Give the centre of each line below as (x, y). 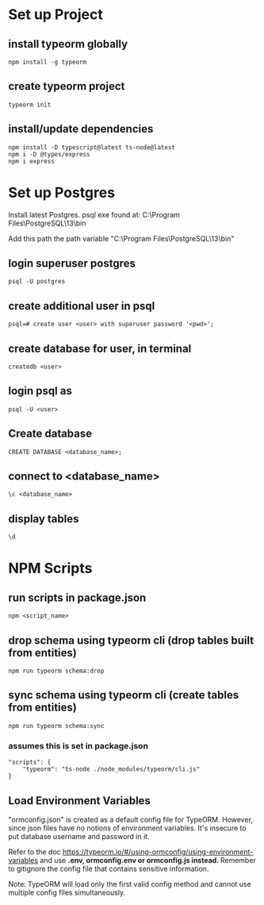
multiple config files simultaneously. (67, 892)
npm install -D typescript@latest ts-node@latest (92, 147)
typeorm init (30, 105)
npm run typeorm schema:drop (56, 671)
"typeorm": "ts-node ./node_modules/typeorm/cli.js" (111, 769)
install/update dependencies (81, 129)
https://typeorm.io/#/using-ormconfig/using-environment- (158, 852)
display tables (44, 519)
